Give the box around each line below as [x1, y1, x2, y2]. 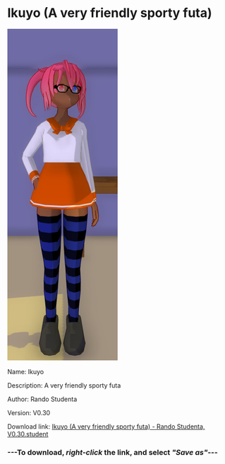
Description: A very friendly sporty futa [7, 381, 121, 390]
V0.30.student [7, 429, 49, 438]
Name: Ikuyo [7, 367, 44, 376]
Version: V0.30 [7, 408, 51, 417]
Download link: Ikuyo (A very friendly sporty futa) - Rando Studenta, [7, 422, 205, 431]
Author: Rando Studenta [7, 395, 78, 403]
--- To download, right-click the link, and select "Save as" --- [7, 447, 219, 457]
